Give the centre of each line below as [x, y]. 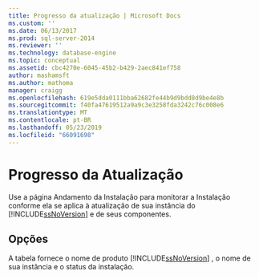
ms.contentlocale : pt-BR [50, 120]
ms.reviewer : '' [35, 46]
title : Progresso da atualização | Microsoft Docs [95, 16]
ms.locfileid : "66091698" [51, 135]
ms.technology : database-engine [62, 53]
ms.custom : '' [32, 23]
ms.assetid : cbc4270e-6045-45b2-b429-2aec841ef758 [95, 68]
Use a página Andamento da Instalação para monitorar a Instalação [119, 196]
